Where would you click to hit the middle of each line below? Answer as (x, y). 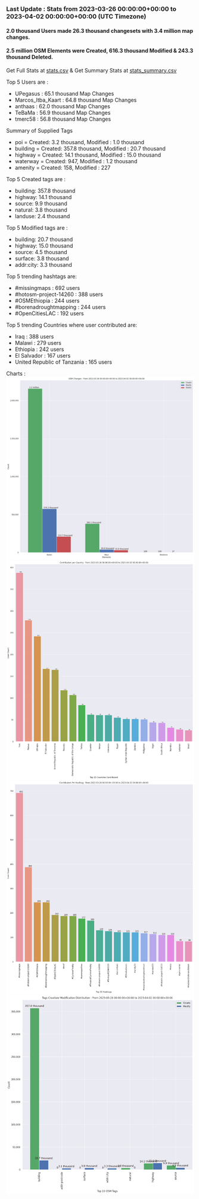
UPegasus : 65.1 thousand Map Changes (64, 93)
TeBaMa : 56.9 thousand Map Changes (63, 112)
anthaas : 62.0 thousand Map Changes (62, 106)
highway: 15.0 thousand (44, 245)
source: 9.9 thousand (41, 203)
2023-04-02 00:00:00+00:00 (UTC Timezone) (76, 16)
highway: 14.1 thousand (43, 197)
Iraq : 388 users (34, 336)
